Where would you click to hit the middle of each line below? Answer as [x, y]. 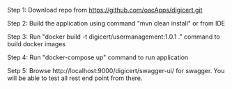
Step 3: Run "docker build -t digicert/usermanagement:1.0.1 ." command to [114, 37]
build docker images [37, 44]
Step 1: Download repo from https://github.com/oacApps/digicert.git [105, 10]
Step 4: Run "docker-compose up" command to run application [98, 57]
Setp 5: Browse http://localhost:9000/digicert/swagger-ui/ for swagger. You [116, 71]
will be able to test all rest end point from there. [75, 78]
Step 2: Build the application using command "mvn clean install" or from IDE [116, 23]
